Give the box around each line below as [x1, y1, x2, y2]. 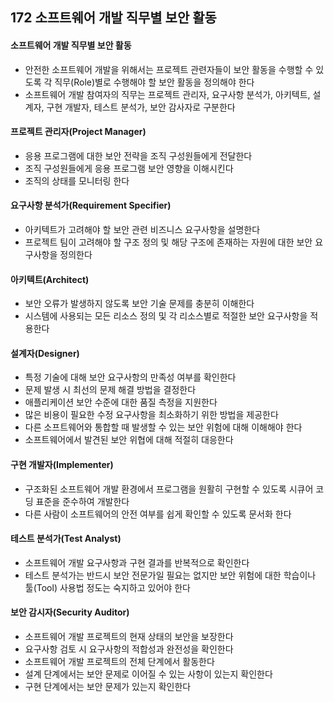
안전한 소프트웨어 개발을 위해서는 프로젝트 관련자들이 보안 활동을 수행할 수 [24, 63, 314, 75]
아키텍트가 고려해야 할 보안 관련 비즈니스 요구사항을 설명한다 [24, 224, 261, 235]
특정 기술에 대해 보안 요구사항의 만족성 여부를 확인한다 [24, 371, 237, 383]
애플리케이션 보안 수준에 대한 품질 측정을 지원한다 [24, 396, 218, 408]
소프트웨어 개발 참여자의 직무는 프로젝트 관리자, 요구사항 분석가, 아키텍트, [24, 88, 311, 100]
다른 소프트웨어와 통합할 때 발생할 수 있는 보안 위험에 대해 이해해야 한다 [24, 421, 303, 433]
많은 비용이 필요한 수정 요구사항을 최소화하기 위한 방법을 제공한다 [24, 409, 279, 421]
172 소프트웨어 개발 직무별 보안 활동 [10, 9, 217, 27]
